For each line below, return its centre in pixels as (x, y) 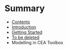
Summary (25, 8)
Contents (21, 22)
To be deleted (25, 37)
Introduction (24, 27)
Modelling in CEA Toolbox (37, 42)
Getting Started (27, 32)
